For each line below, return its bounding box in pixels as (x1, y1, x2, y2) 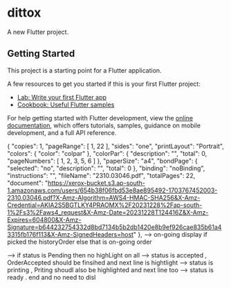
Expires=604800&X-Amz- (7, 215, 82, 224)
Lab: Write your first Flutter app (17, 93, 107, 101)
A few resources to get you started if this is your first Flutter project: (7, 80, 201, 88)
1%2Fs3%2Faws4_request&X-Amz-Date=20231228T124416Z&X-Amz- (7, 208, 209, 216)
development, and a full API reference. (7, 128, 117, 136)
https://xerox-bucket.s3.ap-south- (47, 179, 145, 187)
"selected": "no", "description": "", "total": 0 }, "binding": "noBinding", (7, 164, 205, 172)
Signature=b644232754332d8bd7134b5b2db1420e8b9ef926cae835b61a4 (7, 223, 222, 231)
